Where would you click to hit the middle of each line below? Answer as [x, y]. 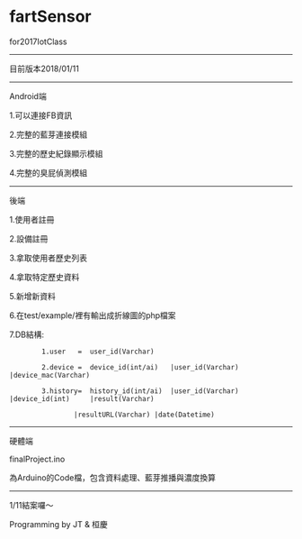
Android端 [28, 96]
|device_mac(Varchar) [50, 375]
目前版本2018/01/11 [44, 69]
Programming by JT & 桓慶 [58, 524]
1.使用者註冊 [32, 219]
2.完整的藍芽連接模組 [49, 134]
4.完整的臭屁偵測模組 [49, 172]
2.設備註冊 [29, 238]
